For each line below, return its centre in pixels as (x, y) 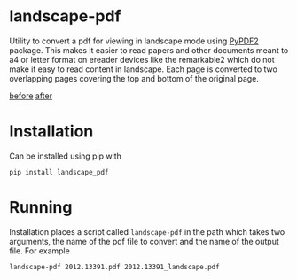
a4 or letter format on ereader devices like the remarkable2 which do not (142, 59)
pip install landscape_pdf (59, 172)
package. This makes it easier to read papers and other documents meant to (149, 50)
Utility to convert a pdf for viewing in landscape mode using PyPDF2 (134, 41)
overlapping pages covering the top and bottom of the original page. (134, 78)
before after (31, 96)
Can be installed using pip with (66, 156)
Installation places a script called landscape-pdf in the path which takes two (147, 231)
